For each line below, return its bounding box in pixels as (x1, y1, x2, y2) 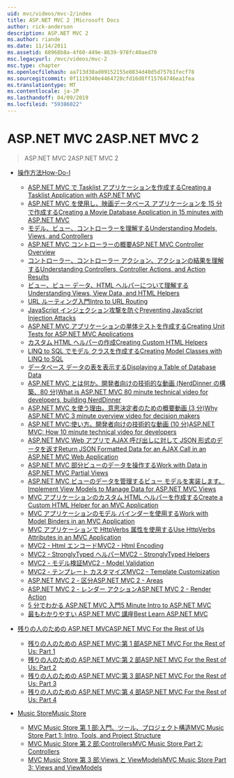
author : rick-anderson (7, 23, 73, 30)
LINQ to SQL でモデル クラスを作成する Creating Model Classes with (27, 346, 223, 355)
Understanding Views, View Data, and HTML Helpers (27, 288, 180, 297)
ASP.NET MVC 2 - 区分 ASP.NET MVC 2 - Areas (27, 576, 164, 584)
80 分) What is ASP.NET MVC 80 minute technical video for (40, 387, 209, 396)
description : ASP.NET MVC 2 (7, 29, 89, 37)
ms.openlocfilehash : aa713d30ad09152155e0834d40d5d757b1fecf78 (7, 68, 195, 75)
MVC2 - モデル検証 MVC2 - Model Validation (27, 559, 155, 567)
